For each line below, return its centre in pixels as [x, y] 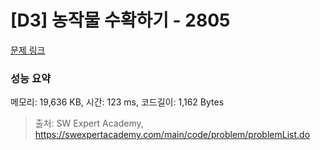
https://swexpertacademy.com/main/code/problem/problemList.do [172, 135]
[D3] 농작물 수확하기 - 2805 [120, 20]
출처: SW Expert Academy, [89, 123]
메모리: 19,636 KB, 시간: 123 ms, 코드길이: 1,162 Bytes [117, 102]
